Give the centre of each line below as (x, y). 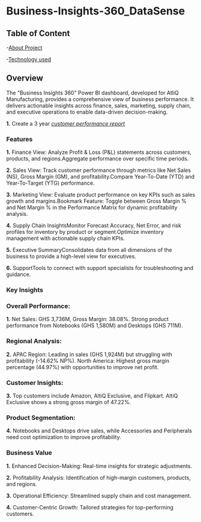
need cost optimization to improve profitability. (64, 437)
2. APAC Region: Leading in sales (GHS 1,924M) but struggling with (89, 354)
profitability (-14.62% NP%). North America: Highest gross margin (88, 361)
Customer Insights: (35, 382)
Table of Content (38, 33)
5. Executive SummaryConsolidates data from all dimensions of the (89, 250)
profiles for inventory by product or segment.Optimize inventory (85, 232)
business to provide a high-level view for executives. (71, 256)
